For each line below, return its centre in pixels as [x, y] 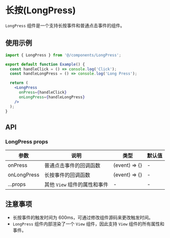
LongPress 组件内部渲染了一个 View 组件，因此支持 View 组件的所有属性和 [89, 224]
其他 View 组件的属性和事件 [76, 185]
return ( [19, 83]
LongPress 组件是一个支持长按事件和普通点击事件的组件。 [65, 25]
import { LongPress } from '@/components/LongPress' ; [63, 55]
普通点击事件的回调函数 [72, 166]
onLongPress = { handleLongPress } [52, 97]
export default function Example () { [45, 64]
